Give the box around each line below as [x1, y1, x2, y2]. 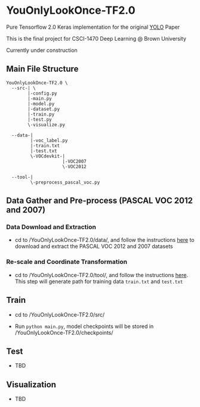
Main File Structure [6, 64, 79, 74]
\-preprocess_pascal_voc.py [30, 179, 100, 186]
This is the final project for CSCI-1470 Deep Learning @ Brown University [6, 35, 187, 42]
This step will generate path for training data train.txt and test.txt [14, 278, 183, 285]
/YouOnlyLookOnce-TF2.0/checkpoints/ [14, 329, 113, 336]
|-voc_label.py [30, 137, 68, 144]
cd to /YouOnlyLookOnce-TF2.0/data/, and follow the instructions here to [14, 236, 195, 244]
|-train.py [27, 111, 55, 117]
